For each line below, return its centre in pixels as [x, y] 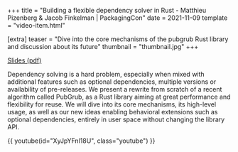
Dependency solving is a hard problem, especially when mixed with [106, 74]
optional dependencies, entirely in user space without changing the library [116, 119]
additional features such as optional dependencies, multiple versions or [112, 82]
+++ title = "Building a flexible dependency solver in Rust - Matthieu [107, 10]
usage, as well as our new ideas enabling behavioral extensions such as [113, 112]
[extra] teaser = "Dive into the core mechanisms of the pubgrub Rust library [118, 39]
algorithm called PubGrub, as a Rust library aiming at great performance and [119, 97]
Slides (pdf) [25, 60]
